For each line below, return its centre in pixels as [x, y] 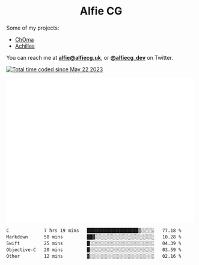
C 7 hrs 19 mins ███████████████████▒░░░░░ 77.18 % [94, 231]
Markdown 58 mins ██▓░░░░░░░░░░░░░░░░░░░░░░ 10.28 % [94, 237]
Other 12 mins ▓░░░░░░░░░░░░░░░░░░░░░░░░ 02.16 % [94, 256]
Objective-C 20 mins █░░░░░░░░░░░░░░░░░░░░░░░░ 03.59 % [94, 250]
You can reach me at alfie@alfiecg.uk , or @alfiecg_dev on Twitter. [90, 57]
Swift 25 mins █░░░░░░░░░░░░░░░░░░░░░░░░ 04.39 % [94, 243]
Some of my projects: [33, 28]
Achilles [25, 46]
